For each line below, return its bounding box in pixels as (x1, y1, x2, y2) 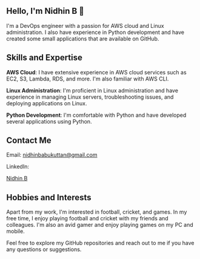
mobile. (6, 228, 25, 235)
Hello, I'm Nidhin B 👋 (6, 6, 85, 16)
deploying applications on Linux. (6, 99, 87, 107)
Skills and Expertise (6, 53, 83, 63)
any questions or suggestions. (6, 246, 82, 253)
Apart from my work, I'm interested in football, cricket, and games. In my (6, 208, 187, 215)
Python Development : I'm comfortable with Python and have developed (6, 111, 187, 119)
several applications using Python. (6, 117, 92, 125)
